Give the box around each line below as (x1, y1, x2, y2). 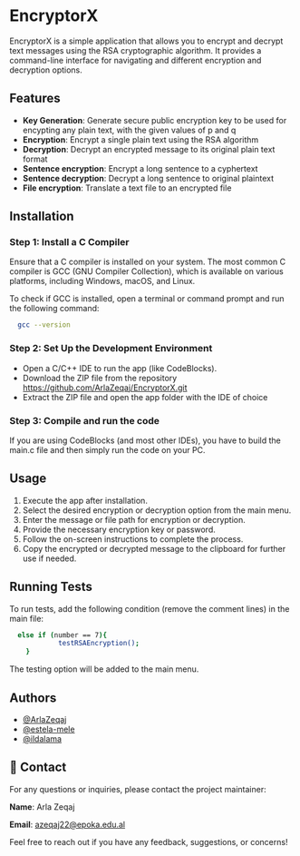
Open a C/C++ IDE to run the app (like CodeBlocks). (22, 362, 218, 373)
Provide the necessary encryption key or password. (22, 524, 216, 535)
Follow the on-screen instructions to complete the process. (22, 533, 244, 545)
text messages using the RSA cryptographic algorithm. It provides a (9, 44, 262, 55)
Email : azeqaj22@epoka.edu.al (9, 819, 125, 830)
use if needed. (22, 553, 77, 564)
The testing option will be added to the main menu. (9, 664, 199, 674)
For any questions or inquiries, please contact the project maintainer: (9, 783, 266, 794)
